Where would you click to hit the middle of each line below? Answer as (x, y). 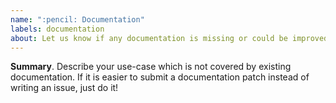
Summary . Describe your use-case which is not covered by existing (151, 67)
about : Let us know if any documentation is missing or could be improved (169, 38)
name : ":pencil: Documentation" (77, 19)
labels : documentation (57, 29)
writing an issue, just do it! (64, 88)
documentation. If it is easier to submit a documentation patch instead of (160, 77)
